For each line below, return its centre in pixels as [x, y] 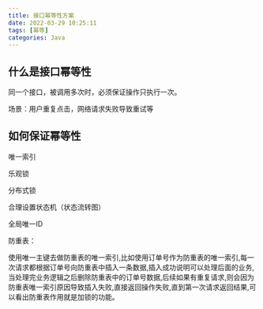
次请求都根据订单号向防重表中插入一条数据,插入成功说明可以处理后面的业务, [131, 267]
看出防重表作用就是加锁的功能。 [67, 296]
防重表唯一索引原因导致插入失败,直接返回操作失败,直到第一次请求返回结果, [129, 287]
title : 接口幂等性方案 [41, 15]
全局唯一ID [26, 224]
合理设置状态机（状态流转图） [56, 207]
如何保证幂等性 [45, 136]
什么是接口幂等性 [50, 72]
